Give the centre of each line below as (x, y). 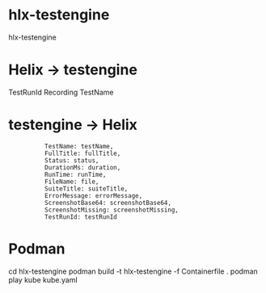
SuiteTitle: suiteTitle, (86, 188)
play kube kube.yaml (43, 279)
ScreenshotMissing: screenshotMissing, (112, 210)
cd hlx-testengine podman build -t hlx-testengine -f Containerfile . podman (133, 271)
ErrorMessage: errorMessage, (93, 195)
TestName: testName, (79, 146)
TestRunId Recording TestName (61, 92)
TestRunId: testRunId (80, 217)
